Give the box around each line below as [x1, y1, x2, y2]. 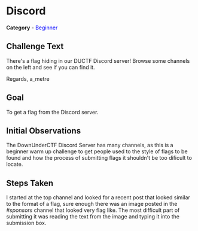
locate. [6, 160, 23, 168]
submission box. [6, 220, 47, 227]
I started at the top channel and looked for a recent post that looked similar [6, 194, 190, 201]
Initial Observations [6, 126, 81, 136]
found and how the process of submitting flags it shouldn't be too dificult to [6, 154, 193, 162]
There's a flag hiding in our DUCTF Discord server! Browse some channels [6, 57, 190, 64]
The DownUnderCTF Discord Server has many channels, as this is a [6, 142, 173, 149]
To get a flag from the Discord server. [6, 108, 99, 115]
